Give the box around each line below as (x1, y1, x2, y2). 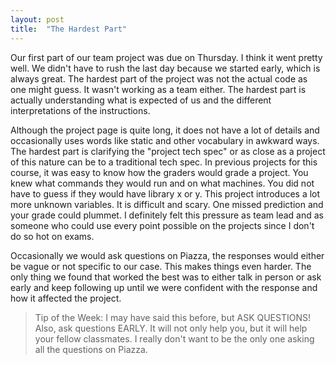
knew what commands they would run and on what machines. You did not (10, 177, 315, 189)
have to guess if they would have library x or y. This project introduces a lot (10, 187, 321, 200)
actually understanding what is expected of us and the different (10, 94, 272, 106)
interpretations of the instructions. (10, 104, 151, 116)
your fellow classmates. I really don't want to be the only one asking (34, 332, 315, 345)
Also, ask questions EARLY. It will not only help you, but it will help (34, 322, 308, 334)
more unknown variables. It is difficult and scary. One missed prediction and (10, 198, 324, 210)
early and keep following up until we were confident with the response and (10, 281, 318, 293)
